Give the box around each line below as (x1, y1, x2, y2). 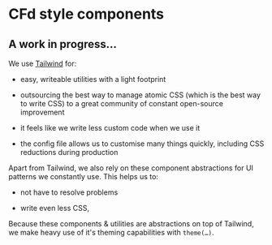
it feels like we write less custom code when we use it (19, 123, 201, 132)
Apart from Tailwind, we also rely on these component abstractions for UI (8, 163, 254, 173)
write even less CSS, (19, 204, 89, 213)
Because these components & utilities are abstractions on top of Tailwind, (8, 219, 254, 228)
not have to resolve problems (19, 187, 119, 197)
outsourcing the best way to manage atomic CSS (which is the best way (19, 90, 261, 100)
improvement (19, 107, 65, 117)
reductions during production (19, 148, 119, 157)
